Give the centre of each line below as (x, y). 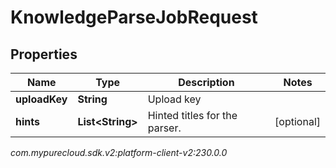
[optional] (297, 121)
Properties (44, 54)
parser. (164, 128)
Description (206, 82)
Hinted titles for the (192, 115)
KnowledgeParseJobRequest (134, 17)
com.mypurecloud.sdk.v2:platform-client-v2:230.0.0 (119, 152)
